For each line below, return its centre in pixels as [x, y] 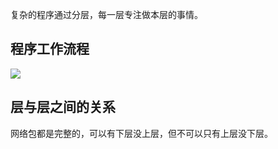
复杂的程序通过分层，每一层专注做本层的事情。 [106, 14]
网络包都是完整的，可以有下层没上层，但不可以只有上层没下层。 [141, 133]
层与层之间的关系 [63, 107]
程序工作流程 [50, 49]
